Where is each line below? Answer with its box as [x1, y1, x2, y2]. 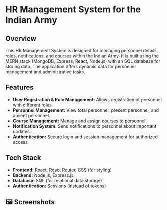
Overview [5, 34, 37, 43]
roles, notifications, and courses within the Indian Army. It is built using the [5, 53, 159, 59]
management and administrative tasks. [5, 69, 85, 75]
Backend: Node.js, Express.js [12, 172, 74, 178]
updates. [12, 128, 31, 134]
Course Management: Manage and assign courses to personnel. [12, 118, 147, 124]
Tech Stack [5, 154, 41, 162]
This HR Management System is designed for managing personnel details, [5, 48, 158, 53]
